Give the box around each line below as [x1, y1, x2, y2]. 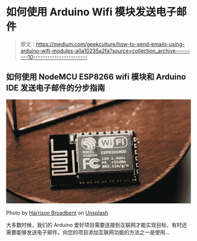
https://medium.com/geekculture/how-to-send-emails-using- [36, 41, 185, 48]
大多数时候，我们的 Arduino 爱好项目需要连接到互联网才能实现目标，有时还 [6, 221, 188, 228]
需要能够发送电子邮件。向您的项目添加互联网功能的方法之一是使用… [6, 229, 170, 236]
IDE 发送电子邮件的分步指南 [6, 83, 106, 93]
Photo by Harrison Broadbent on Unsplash [6, 209, 108, 216]
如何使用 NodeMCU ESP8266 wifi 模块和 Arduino [6, 72, 186, 82]
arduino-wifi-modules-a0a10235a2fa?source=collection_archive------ [20, 47, 191, 54]
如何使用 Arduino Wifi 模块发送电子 [6, 5, 177, 19]
